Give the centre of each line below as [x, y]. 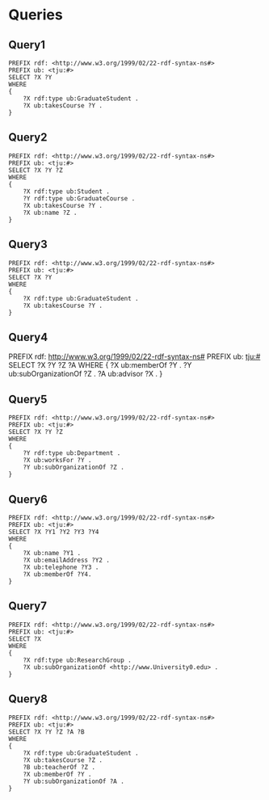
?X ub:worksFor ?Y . [57, 461]
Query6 [28, 499]
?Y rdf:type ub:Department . [72, 453]
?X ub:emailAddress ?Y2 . [67, 560]
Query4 [28, 337]
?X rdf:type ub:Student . [67, 192]
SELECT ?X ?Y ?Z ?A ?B [46, 732]
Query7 [27, 606]
